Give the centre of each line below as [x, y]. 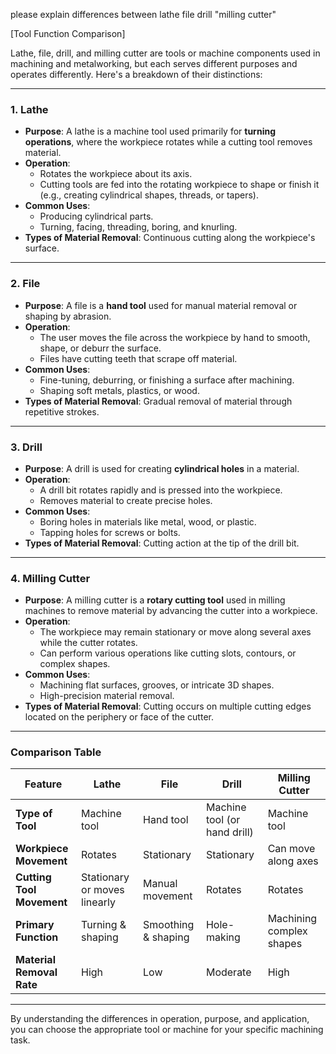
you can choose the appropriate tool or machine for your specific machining [167, 1030]
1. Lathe [29, 109]
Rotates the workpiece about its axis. [116, 174]
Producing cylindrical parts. [96, 216]
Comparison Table [56, 752]
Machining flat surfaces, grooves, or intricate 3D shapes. [157, 685]
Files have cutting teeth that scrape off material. [138, 358]
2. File [25, 284]
